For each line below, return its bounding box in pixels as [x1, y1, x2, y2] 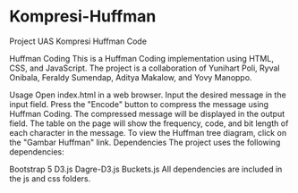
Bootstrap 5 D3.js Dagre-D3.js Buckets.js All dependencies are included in [9, 164, 283, 174]
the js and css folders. [9, 172, 91, 184]
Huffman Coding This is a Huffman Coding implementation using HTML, [9, 53, 275, 63]
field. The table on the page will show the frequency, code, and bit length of [9, 118, 289, 129]
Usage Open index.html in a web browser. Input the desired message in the [9, 89, 286, 100]
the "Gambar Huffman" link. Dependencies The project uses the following [9, 137, 281, 147]
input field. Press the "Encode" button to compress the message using [9, 98, 269, 109]
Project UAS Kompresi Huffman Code [9, 36, 148, 46]
